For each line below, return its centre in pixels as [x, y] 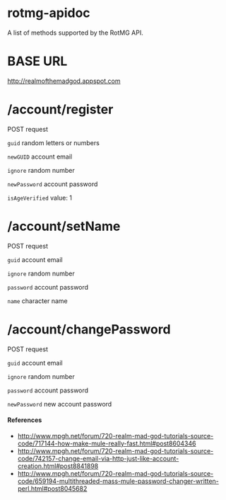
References [25, 420]
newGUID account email [40, 157]
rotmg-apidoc [49, 13]
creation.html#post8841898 [58, 466]
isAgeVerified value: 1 [40, 198]
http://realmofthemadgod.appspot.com [64, 81]
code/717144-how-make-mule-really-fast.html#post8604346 [107, 443]
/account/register [60, 109]
